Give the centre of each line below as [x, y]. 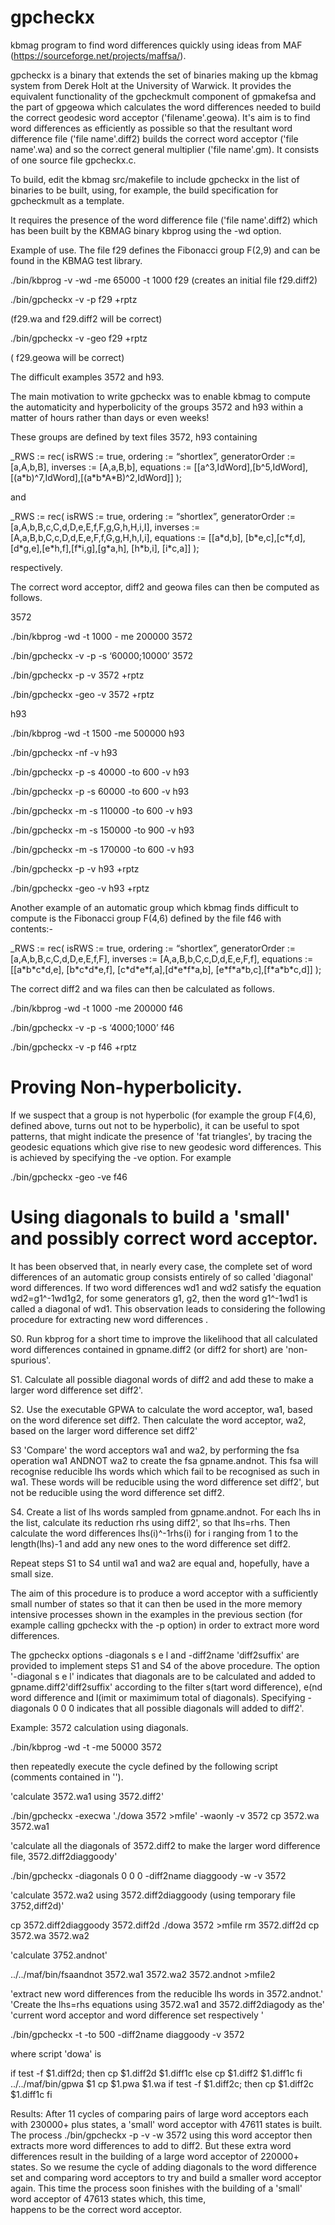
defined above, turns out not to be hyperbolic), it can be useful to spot [155, 1125]
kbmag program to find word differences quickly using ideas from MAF [156, 45]
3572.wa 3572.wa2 [50, 1935]
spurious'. [31, 1360]
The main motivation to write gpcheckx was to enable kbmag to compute [161, 396]
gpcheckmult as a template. [67, 200]
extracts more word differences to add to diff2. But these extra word [151, 2145]
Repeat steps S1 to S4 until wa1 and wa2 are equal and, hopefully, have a [160, 1563]
